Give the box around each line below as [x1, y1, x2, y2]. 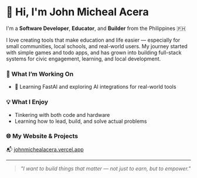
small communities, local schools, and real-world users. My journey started [6, 42, 188, 49]
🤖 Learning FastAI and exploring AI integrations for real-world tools [14, 83, 176, 90]
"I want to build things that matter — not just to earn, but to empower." [20, 164, 191, 172]
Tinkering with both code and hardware [14, 111, 110, 118]
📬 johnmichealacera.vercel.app [6, 146, 84, 153]
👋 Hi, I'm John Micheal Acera [6, 5, 149, 19]
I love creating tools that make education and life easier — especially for [6, 36, 181, 43]
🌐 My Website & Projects [6, 132, 78, 140]
